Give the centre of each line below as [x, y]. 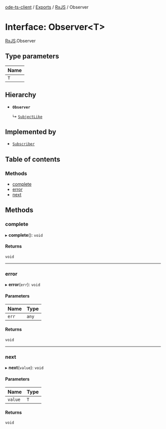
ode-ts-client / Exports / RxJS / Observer [47, 7]
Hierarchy [21, 95]
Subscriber [23, 144]
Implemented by [31, 132]
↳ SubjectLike [27, 116]
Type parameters [32, 56]
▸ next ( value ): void [24, 367]
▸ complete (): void [24, 235]
